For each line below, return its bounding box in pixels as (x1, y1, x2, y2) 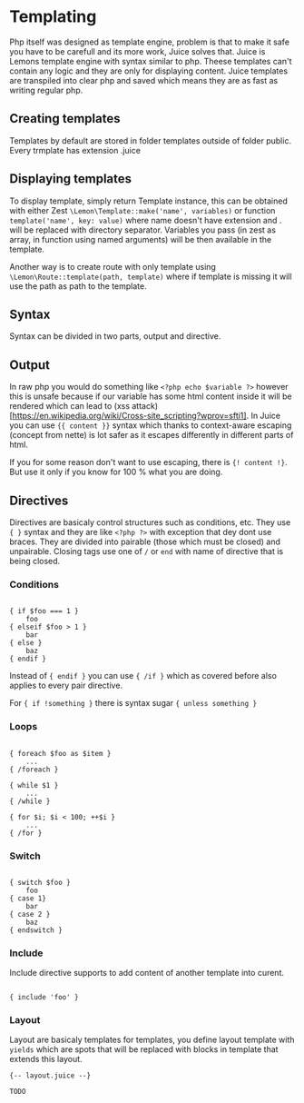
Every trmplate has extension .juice (9, 144, 141, 155)
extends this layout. (9, 1054, 83, 1065)
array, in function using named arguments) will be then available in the (9, 234, 272, 244)
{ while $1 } (9, 780, 59, 790)
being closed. (9, 556, 61, 566)
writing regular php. (9, 84, 83, 95)
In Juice (250, 411, 281, 422)
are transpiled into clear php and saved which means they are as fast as (9, 75, 279, 85)
